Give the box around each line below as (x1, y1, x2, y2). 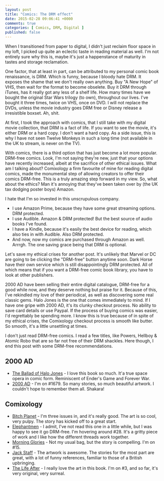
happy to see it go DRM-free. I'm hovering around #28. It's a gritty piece (12, 429, 158, 434)
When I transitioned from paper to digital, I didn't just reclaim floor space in (5, 44, 156, 49)
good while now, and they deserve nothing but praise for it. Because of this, (5, 287, 158, 292)
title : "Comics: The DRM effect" (5, 12, 73, 17)
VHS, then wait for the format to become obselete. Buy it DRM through (5, 84, 147, 90)
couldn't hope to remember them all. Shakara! (12, 385, 105, 392)
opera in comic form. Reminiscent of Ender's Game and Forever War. (12, 375, 150, 381)
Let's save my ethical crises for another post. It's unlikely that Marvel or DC (5, 251, 156, 257)
